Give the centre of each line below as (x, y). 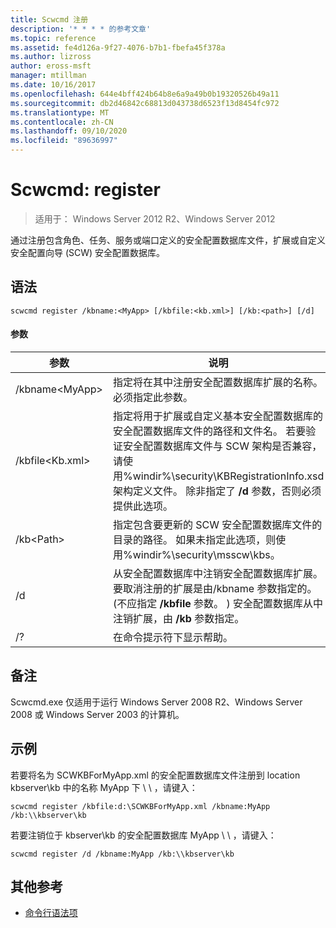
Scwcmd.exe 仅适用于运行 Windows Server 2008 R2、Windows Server (156, 702)
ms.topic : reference (53, 38)
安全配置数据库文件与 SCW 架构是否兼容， (222, 446)
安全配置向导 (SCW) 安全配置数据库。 (88, 252)
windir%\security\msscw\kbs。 (206, 554)
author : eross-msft (51, 66)
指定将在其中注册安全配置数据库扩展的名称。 (217, 382)
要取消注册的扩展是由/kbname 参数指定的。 (215, 588)
